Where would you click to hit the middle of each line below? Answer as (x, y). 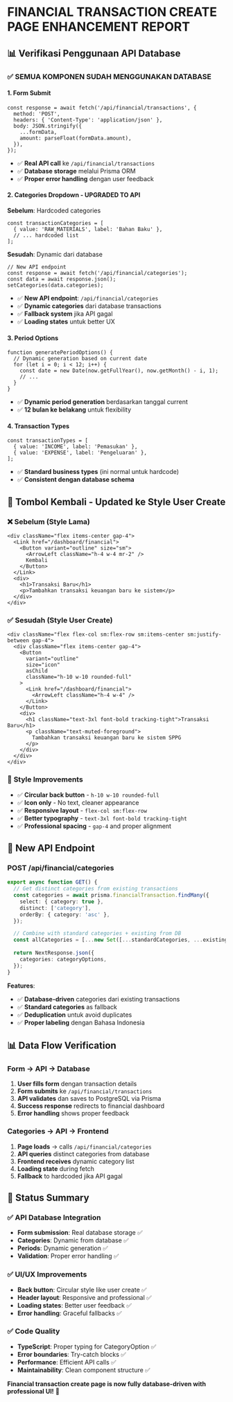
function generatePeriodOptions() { (60, 353)
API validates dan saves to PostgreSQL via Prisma (89, 1099)
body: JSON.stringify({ (48, 126)
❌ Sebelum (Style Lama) (49, 521)
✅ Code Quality (34, 1331)
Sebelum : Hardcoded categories (54, 210)
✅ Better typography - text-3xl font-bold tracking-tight (102, 818)
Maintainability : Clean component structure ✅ (84, 1370)
